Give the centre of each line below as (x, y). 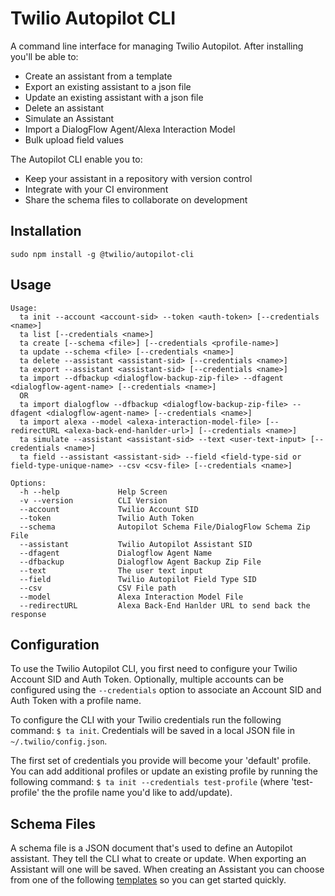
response (28, 614)
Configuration (55, 644)
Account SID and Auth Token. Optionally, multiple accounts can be (147, 679)
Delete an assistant (64, 108)
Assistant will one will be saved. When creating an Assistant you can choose (167, 869)
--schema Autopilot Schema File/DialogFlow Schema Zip (165, 527)
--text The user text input (111, 570)
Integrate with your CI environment (96, 189)
